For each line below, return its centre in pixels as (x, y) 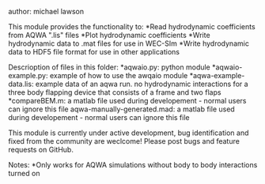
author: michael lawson (46, 11)
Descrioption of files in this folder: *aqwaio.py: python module (110, 67)
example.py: (28, 75)
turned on (24, 173)
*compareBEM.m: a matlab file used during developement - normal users (127, 101)
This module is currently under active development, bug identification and (129, 133)
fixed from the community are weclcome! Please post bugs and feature (124, 141)
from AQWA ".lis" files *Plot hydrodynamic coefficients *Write (110, 35)
